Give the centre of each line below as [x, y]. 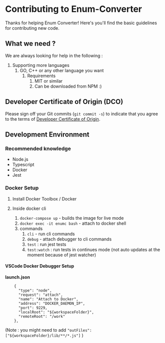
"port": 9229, [33, 308]
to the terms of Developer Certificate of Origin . [53, 119]
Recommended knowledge [38, 148]
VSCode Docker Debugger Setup [40, 266]
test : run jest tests [47, 244]
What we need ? [30, 44]
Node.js [20, 159]
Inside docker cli [29, 208]
